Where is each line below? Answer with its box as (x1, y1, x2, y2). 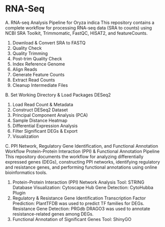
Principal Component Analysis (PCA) (12, 112, 88, 118)
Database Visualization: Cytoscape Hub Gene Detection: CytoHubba (12, 184, 153, 190)
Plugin (12, 190, 26, 196)
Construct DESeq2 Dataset (12, 107, 68, 113)
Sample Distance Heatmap (12, 117, 67, 123)
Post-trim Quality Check (12, 55, 62, 61)
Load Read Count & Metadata (12, 101, 73, 107)
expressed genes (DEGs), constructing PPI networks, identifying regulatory (5, 159, 160, 165)
